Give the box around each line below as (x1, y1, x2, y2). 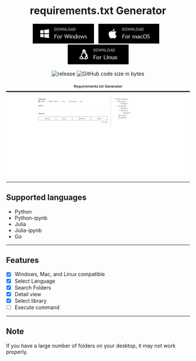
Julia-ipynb (14, 227, 42, 234)
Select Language (14, 277, 55, 284)
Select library (14, 297, 47, 304)
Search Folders (14, 284, 51, 291)
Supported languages (6, 193, 87, 203)
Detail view (14, 290, 41, 297)
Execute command (14, 304, 60, 311)
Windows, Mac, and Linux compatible (14, 270, 105, 278)
